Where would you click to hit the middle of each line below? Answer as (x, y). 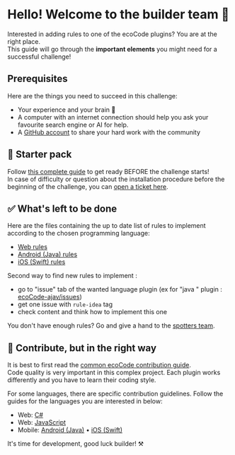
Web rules (33, 247)
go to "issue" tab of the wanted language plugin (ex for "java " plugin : (120, 289)
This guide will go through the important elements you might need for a (112, 49)
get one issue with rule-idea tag (65, 304)
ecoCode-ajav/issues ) (50, 297)
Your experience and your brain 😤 (67, 110)
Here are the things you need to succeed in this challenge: (92, 96)
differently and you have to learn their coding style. (82, 380)
